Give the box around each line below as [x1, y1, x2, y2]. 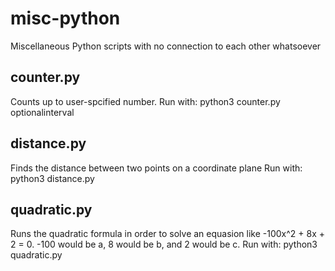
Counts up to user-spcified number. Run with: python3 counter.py [10, 95, 281, 107]
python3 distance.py [10, 172, 95, 184]
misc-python [10, 7, 121, 30]
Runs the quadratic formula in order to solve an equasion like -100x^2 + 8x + [10, 228, 326, 240]
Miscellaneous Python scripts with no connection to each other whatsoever [10, 40, 322, 52]
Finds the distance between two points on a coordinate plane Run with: [10, 162, 303, 174]
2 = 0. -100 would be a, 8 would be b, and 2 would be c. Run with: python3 [10, 238, 318, 251]
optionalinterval [10, 106, 75, 118]
